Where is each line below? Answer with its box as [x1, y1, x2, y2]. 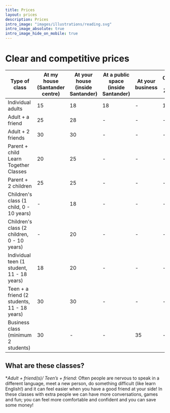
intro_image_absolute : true [5, 26, 65, 31]
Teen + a [8, 285, 29, 292]
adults [8, 105, 23, 112]
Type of [10, 77, 29, 84]
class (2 [8, 224, 27, 231]
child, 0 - [8, 203, 30, 211]
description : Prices [5, 17, 49, 22]
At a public [103, 71, 130, 78]
